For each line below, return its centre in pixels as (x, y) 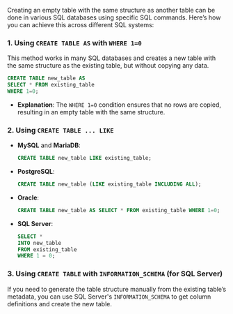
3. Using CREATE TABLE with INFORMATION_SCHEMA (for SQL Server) (115, 274)
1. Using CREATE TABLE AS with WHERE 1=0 (75, 43)
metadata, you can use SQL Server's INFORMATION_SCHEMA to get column (109, 297)
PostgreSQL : (36, 172)
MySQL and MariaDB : (49, 145)
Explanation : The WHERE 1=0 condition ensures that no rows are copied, (119, 105)
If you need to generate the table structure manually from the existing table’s (117, 289)
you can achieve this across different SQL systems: (81, 25)
